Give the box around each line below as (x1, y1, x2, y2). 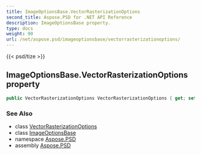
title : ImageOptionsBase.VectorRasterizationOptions (6, 8, 141, 15)
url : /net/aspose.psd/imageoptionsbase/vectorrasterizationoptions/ (6, 36, 181, 42)
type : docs (6, 25, 33, 32)
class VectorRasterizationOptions (14, 123, 98, 130)
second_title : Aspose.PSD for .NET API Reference (6, 14, 133, 20)
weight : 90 (6, 31, 33, 37)
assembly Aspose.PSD (14, 141, 71, 149)
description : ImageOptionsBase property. (6, 20, 111, 26)
